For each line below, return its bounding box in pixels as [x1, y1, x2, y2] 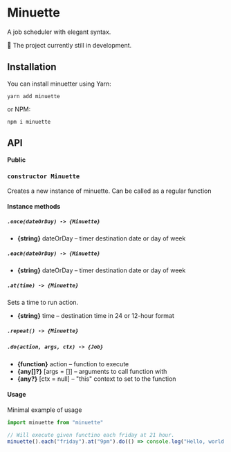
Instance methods [7, 203, 61, 211]
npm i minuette [7, 118, 51, 125]
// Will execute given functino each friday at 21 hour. [7, 431, 175, 438]
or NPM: [7, 105, 31, 113]
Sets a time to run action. [7, 299, 79, 307]
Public [7, 156, 26, 164]
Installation [7, 61, 57, 73]
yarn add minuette [7, 93, 60, 100]
